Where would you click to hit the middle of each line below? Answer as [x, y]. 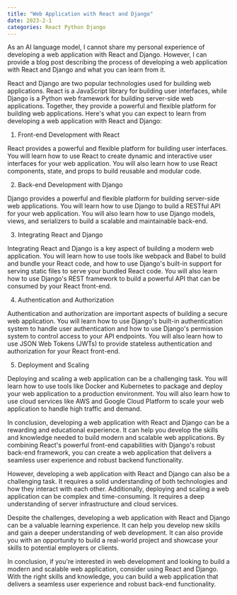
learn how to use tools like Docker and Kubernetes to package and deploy [115, 386]
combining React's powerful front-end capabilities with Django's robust [111, 445]
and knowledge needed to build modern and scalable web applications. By [116, 438]
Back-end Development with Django [70, 185]
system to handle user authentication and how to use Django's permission [115, 329]
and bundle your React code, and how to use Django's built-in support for [115, 263]
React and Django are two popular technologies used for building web [109, 84]
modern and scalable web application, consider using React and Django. [113, 569]
